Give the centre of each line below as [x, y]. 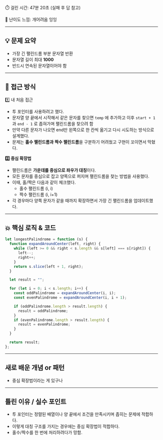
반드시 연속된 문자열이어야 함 [39, 66]
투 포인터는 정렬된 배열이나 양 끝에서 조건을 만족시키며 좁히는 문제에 [76, 414]
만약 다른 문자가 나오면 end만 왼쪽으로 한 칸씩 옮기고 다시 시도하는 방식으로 [83, 130]
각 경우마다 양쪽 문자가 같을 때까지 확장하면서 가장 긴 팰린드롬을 [72, 200]
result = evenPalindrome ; [44, 325]
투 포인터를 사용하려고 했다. [38, 111]
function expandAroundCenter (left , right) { [55, 244]
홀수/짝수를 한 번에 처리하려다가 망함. [47, 433]
